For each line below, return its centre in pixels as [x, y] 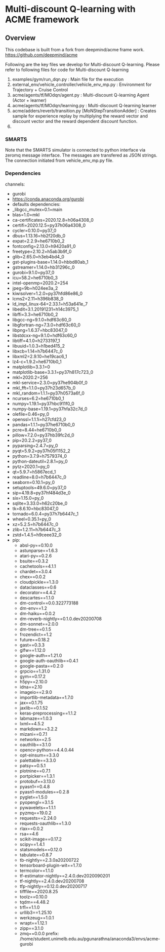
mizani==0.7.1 [34, 734]
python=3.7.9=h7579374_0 [40, 456]
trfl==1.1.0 [30, 907]
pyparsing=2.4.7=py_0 [35, 445]
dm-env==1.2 [33, 608]
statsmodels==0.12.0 [41, 849]
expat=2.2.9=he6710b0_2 [38, 241]
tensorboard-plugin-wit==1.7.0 [51, 865]
